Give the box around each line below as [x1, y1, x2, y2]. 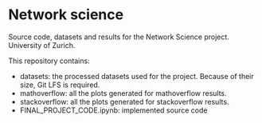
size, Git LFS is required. [19, 80, 100, 89]
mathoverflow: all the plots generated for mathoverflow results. [19, 88, 227, 97]
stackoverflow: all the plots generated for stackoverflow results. [19, 97, 229, 106]
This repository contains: [8, 56, 90, 65]
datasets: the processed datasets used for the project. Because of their [19, 71, 254, 81]
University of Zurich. [8, 40, 76, 50]
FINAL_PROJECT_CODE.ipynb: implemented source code [19, 105, 208, 115]
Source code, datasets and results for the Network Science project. [8, 32, 229, 42]
